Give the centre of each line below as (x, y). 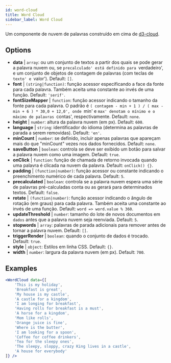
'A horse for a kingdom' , (42, 313)
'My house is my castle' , (42, 294)
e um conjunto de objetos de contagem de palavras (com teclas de (83, 73)
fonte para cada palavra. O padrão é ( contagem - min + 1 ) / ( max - (88, 106)
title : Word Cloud (25, 15)
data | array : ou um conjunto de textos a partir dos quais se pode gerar (88, 62)
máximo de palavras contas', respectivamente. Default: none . (76, 117)
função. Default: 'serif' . (39, 95)
